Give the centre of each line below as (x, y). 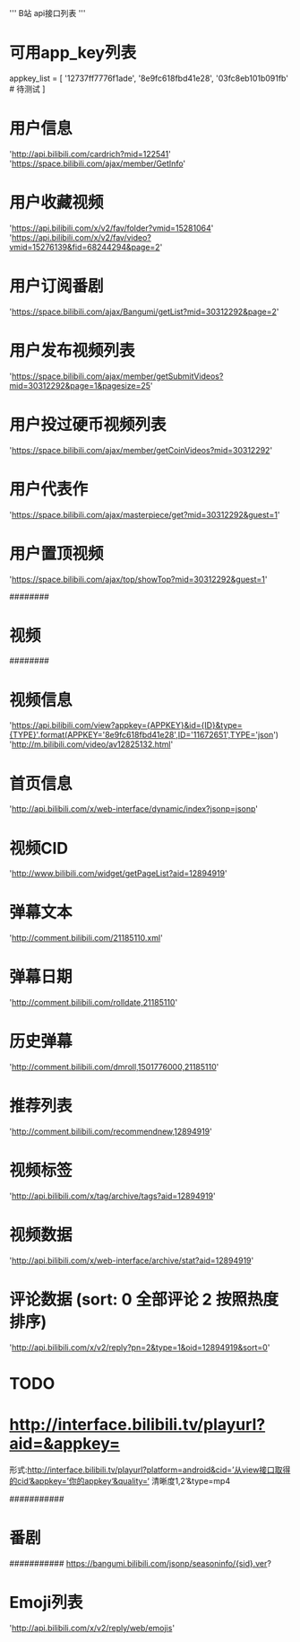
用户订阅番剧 (57, 286)
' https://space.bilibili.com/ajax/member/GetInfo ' (98, 163)
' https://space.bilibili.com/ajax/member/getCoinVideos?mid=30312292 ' (141, 450)
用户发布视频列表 (73, 351)
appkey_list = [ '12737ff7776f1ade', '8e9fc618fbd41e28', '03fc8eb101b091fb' (149, 78)
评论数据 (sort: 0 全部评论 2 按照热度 (144, 1300)
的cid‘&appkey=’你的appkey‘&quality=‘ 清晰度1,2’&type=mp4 (120, 1480)
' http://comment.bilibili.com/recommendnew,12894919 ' (111, 1131)
